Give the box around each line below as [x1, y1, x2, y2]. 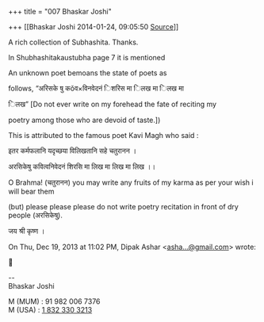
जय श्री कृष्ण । [8, 226, 45, 236]
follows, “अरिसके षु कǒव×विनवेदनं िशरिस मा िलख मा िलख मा [8, 83, 185, 93]
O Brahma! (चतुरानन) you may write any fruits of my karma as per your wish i [8, 178, 254, 187]
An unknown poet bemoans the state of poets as [8, 68, 167, 78]
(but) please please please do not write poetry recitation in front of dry [8, 202, 239, 211]
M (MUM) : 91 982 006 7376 [8, 297, 101, 306]
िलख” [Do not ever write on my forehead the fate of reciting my [8, 99, 216, 109]
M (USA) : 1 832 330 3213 [8, 305, 93, 314]
